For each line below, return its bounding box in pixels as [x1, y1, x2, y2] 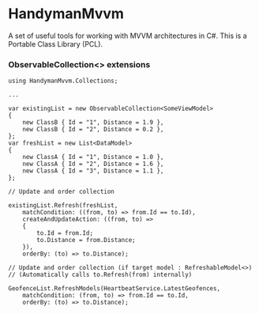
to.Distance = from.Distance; [36, 236, 136, 244]
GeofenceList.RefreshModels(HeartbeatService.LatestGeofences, [8, 285, 221, 293]
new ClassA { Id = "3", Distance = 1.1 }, [22, 167, 164, 175]
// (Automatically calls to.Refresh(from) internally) [8, 270, 193, 279]
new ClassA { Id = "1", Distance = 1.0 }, [22, 153, 164, 161]
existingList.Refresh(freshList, [8, 202, 118, 210]
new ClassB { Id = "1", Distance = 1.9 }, [22, 119, 164, 127]
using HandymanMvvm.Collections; [8, 77, 118, 85]
